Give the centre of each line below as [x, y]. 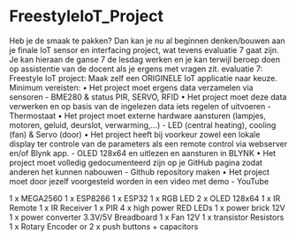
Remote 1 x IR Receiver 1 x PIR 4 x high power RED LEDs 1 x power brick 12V [147, 207]
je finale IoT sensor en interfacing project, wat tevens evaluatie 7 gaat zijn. [144, 49]
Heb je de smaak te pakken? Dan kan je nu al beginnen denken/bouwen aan [147, 41]
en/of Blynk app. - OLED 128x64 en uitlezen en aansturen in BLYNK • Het [143, 153]
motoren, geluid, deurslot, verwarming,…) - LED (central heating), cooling [143, 124]
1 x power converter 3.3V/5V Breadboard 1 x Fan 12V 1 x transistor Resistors [147, 217]
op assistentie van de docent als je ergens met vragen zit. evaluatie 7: [136, 69]
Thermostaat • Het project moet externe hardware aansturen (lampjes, [138, 116]
